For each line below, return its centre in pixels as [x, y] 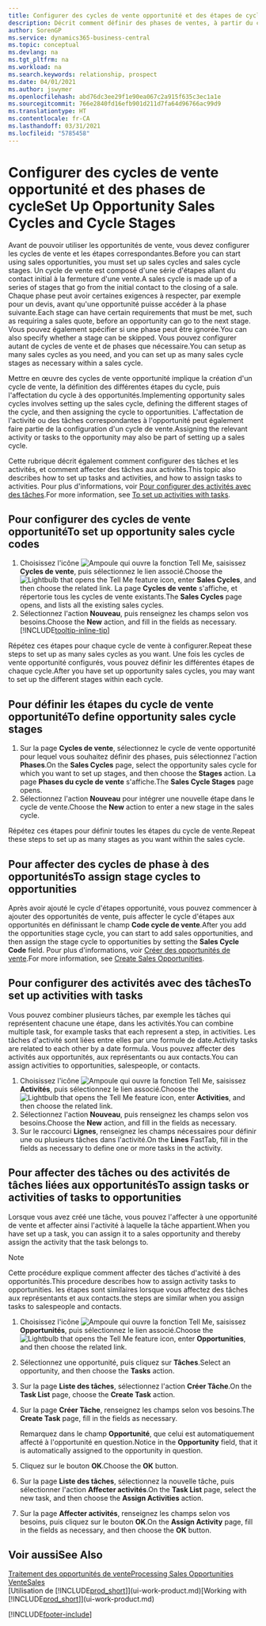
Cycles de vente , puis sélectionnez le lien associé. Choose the [121, 572]
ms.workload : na [35, 67]
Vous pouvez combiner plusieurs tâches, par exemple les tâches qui [120, 1015]
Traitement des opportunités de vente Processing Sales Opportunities [121, 1574]
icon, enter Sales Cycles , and [208, 580]
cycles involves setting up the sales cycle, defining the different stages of [128, 403]
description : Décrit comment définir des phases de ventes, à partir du [131, 23]
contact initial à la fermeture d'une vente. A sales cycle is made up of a [123, 279]
